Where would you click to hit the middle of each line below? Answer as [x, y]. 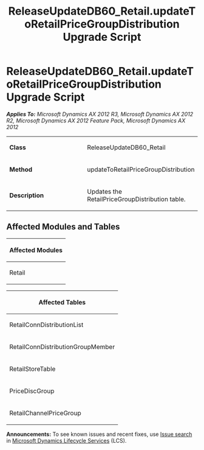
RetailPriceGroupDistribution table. [137, 199]
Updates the [105, 191]
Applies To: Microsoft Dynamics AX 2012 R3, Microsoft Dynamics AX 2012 [100, 114]
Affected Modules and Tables [63, 227]
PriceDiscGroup [32, 391]
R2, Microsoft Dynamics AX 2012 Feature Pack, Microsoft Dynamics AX [96, 121]
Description [27, 195]
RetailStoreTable [32, 368]
